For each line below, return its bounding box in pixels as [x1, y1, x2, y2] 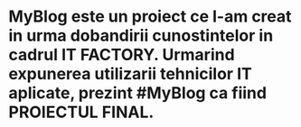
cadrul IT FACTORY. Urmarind [8, 45, 236, 65]
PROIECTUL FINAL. [8, 102, 155, 122]
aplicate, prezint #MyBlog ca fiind [8, 83, 268, 104]
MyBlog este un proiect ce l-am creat [8, 6, 292, 27]
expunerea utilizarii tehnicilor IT [8, 64, 252, 85]
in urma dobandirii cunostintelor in [8, 25, 274, 46]
